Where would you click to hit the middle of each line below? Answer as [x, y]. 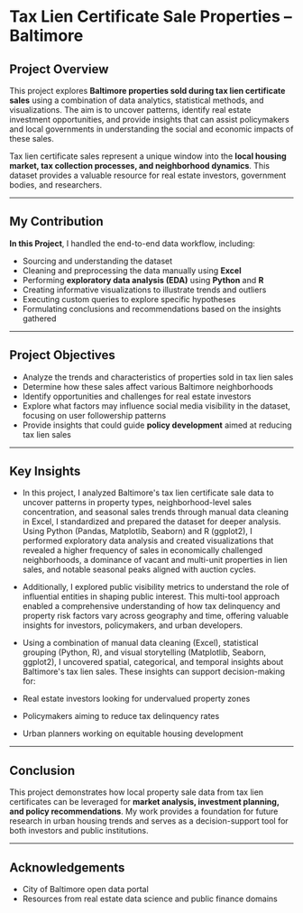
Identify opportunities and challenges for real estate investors [137, 396]
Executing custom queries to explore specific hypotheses [129, 299]
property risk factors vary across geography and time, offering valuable [155, 616]
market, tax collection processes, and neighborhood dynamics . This [140, 166]
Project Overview [59, 69]
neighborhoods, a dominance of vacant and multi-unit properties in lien [155, 560]
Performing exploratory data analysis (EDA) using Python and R [143, 280]
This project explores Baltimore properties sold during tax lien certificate [147, 91]
